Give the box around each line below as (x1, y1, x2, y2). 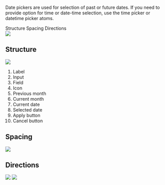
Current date (12, 101, 40, 107)
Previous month (12, 90, 46, 97)
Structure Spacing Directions (5, 25, 67, 31)
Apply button (12, 112, 41, 118)
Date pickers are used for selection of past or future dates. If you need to (5, 5, 160, 10)
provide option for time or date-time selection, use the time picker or (5, 10, 151, 16)
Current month (12, 96, 44, 102)
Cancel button (12, 118, 43, 124)
